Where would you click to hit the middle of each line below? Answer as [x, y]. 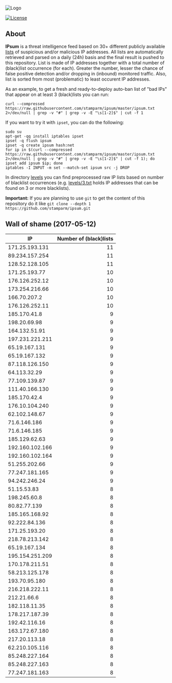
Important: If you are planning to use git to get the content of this [75, 198]
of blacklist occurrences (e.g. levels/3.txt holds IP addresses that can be [82, 183]
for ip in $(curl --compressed [39, 150]
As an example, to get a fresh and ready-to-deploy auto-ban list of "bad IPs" [86, 89]
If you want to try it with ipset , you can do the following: [65, 122]
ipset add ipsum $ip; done [34, 163]
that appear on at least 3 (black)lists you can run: [57, 94]
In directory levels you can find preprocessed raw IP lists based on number [85, 177]
